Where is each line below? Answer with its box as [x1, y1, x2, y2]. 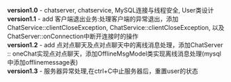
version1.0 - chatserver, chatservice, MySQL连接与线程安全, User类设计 [7, 6, 214, 14]
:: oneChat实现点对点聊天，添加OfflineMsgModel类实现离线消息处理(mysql [7, 49, 221, 58]
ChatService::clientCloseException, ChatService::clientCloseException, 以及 [7, 24, 225, 31]
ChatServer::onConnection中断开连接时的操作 [7, 32, 139, 40]
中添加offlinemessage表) [7, 58, 79, 66]
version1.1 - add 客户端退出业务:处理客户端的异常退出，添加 [7, 15, 179, 23]
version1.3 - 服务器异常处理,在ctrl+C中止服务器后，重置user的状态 [7, 67, 198, 75]
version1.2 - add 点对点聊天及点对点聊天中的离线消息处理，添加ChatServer [7, 41, 223, 49]
